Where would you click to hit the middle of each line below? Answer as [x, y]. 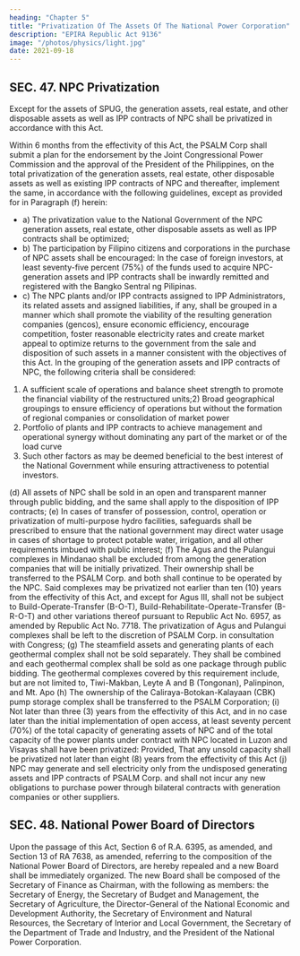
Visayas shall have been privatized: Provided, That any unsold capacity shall [150, 749]
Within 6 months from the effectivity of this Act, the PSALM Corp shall [138, 145]
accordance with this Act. [56, 127]
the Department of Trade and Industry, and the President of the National [142, 932]
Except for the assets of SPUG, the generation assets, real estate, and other [149, 108]
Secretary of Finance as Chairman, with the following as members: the [139, 884]
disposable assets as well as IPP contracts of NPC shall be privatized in [141, 118]
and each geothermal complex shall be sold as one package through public [148, 663]
